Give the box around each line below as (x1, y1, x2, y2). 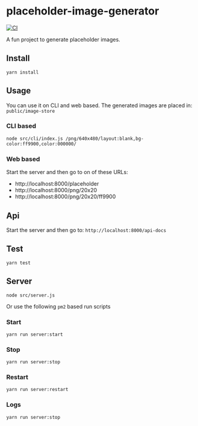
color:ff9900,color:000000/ (6, 140, 77, 147)
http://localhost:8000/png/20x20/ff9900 (14, 193, 116, 200)
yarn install (6, 69, 39, 75)
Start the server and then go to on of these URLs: (6, 169, 128, 176)
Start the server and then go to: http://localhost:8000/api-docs (6, 226, 167, 233)
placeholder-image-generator (6, 4, 159, 18)
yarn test (6, 260, 31, 266)
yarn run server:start (6, 331, 63, 337)
